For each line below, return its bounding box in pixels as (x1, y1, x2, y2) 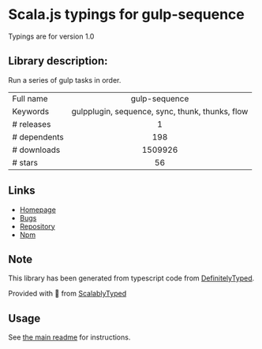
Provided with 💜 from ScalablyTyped (8, 289, 127, 299)
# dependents (12, 132, 65, 143)
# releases (12, 118, 51, 129)
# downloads (12, 144, 61, 155)
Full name (12, 93, 49, 104)
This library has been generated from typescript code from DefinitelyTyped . (8, 273, 255, 283)
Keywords (12, 106, 50, 117)
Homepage (19, 205, 57, 214)
